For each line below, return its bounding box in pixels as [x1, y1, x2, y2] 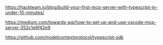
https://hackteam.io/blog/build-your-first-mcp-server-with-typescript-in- [5, 4, 158, 10]
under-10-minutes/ [5, 9, 45, 15]
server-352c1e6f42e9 [5, 24, 51, 30]
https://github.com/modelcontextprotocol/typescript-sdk [5, 34, 124, 40]
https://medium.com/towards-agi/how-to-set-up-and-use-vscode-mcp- [5, 19, 157, 25]
